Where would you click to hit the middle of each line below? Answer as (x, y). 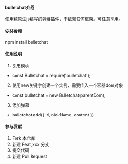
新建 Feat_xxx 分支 (31, 144)
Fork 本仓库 (24, 138)
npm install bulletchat (26, 42)
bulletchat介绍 (20, 7)
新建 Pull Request (29, 156)
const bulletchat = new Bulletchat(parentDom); (59, 95)
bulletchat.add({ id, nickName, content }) (53, 115)
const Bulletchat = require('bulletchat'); (51, 75)
